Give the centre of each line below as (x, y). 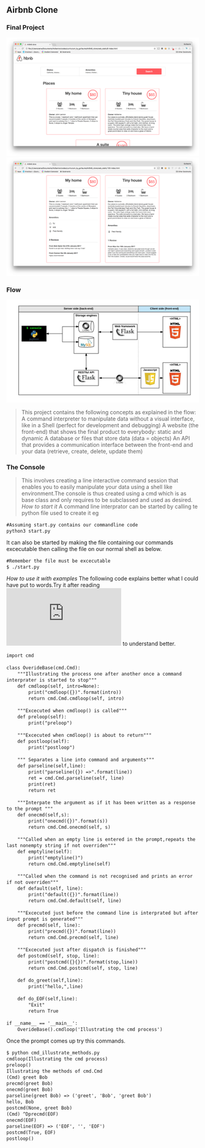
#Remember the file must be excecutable (59, 561)
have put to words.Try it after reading (53, 585)
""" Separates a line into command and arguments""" (86, 760)
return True (44, 1011)
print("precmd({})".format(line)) (72, 932)
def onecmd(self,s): (43, 815)
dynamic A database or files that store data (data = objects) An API (106, 438)
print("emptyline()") (56, 858)
